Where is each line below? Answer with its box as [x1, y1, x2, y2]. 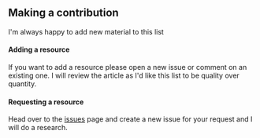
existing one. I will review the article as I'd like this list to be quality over [8, 71, 240, 81]
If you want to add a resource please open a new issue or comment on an [8, 63, 247, 72]
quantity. [8, 79, 37, 89]
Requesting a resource [8, 97, 84, 107]
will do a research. [8, 123, 69, 133]
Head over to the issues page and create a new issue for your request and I [8, 114, 253, 124]
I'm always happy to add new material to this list [8, 27, 164, 36]
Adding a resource [8, 45, 70, 54]
